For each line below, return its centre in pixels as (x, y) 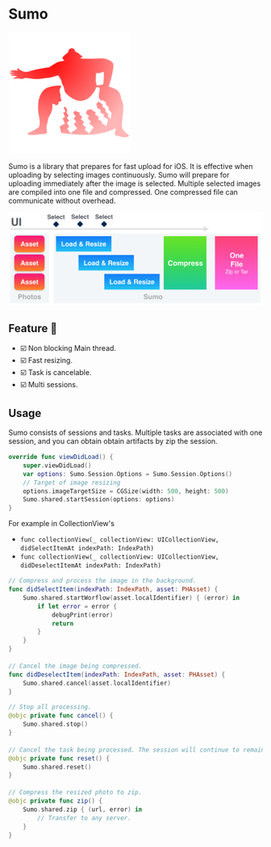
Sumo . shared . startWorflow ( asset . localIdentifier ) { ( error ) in (131, 598)
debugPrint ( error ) (82, 615)
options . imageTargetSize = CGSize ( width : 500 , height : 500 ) (126, 491)
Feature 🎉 (33, 328)
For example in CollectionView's (62, 524)
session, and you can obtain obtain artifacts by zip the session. (113, 441)
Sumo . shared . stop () (56, 724)
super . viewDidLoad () (57, 466)
